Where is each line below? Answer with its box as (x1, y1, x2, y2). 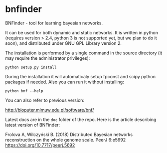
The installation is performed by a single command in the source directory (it (5, 50, 163, 56)
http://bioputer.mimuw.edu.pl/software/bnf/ (5, 107, 94, 113)
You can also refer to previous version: (5, 97, 85, 103)
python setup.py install (5, 65, 57, 70)
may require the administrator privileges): (5, 55, 90, 61)
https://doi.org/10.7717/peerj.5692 (5, 142, 75, 148)
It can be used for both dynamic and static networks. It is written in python (5, 29, 159, 35)
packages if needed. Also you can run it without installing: (5, 79, 124, 85)
